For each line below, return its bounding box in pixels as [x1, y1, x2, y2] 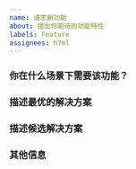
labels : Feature [9, 30, 70, 39]
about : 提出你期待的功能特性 [9, 22, 105, 31]
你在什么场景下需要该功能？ [9, 69, 129, 82]
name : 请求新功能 [9, 13, 67, 22]
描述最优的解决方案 [9, 96, 92, 109]
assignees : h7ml [9, 38, 70, 48]
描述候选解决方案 [9, 122, 83, 135]
